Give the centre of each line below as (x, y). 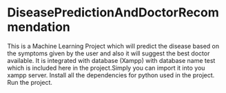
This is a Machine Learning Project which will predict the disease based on (113, 46)
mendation (39, 27)
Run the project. (30, 82)
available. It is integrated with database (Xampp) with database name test (111, 60)
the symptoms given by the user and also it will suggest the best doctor (109, 53)
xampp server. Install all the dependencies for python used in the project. (111, 75)
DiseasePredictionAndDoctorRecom (113, 13)
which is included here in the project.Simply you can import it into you (106, 68)
